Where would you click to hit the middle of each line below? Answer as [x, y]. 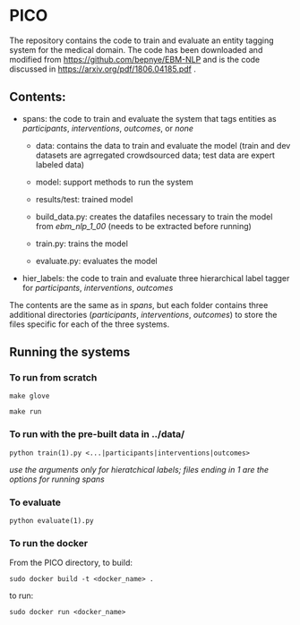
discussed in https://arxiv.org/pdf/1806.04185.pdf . [103, 69]
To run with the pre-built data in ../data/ [97, 434]
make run [26, 412]
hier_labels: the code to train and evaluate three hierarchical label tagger [156, 278]
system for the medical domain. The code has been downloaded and [136, 49]
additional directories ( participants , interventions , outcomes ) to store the [143, 314]
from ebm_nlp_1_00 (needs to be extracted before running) [144, 226]
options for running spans [57, 479]
